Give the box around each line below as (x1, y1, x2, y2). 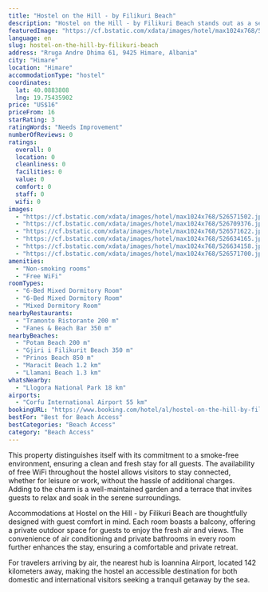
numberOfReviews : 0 (8, 130, 73, 138)
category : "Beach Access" (8, 428, 94, 436)
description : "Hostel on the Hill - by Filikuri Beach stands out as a (8, 19, 251, 27)
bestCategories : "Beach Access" (8, 421, 116, 429)
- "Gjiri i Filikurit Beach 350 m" (15, 346, 134, 354)
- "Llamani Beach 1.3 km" (15, 369, 102, 377)
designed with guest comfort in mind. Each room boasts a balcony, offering (8, 517, 256, 526)
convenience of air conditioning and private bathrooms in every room (8, 534, 236, 543)
